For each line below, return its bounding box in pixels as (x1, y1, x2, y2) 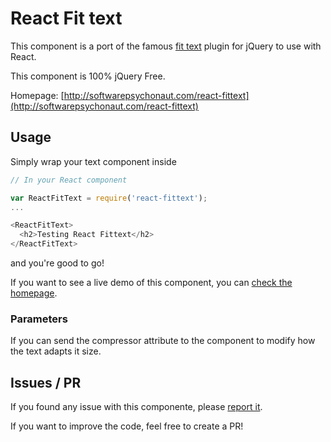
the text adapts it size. (10, 345, 102, 357)
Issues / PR (10, 374, 82, 391)
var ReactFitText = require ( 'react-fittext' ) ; (10, 193, 208, 203)
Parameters (10, 312, 68, 326)
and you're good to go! (10, 257, 105, 269)
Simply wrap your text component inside (10, 155, 177, 167)
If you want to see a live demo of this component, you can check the (10, 277, 293, 288)
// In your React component (10, 175, 128, 185)
